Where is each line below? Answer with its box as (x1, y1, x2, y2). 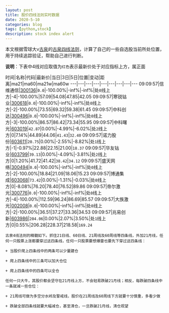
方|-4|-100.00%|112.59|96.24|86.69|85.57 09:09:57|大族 (5, 196, 124, 202)
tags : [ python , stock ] (5, 27, 52, 32)
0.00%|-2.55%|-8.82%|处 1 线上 (40, 139, 106, 144)
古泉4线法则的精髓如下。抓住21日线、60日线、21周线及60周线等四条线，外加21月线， (5, 233, 160, 238)
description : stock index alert (5, 31, 74, 36)
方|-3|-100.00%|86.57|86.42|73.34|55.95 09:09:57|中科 (5, 119, 123, 125)
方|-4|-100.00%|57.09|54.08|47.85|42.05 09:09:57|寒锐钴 (5, 93, 127, 100)
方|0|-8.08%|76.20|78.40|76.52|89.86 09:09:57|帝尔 (5, 183, 116, 189)
